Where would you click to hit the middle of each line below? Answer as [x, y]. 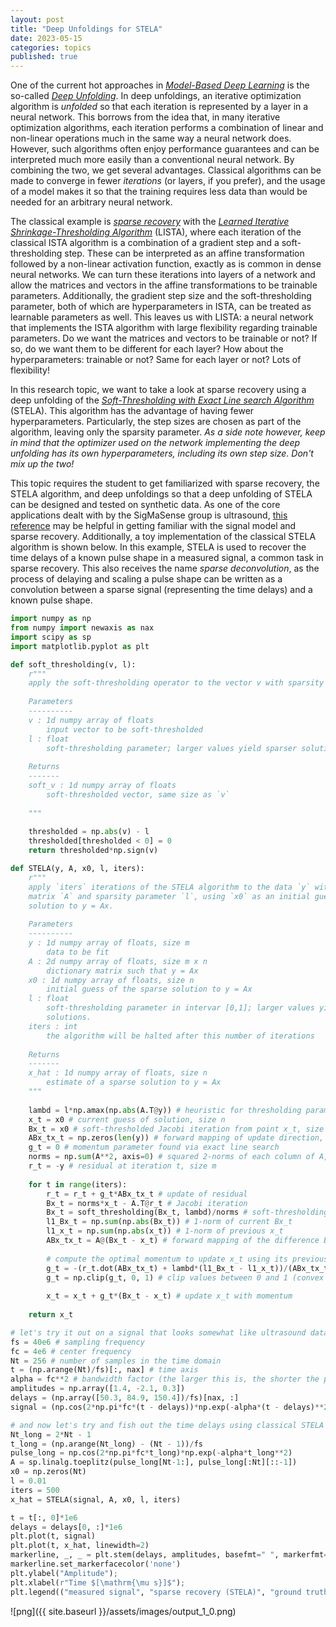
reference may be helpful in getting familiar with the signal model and [153, 526]
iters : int [53, 1026]
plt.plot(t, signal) [53, 1536]
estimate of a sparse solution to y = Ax [134, 1082]
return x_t [51, 1315]
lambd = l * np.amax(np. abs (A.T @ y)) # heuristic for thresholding [165, 1110]
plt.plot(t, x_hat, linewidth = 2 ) [80, 1546]
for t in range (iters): [78, 1184]
